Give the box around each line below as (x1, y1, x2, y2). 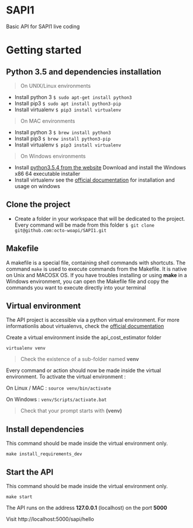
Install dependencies (6, 424, 84, 434)
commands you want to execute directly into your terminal (6, 284, 146, 291)
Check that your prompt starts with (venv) (20, 407, 122, 414)
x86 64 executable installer (14, 170, 81, 177)
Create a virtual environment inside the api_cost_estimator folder (6, 334, 162, 341)
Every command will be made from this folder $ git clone (14, 221, 155, 229)
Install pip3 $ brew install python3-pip (14, 135, 111, 142)
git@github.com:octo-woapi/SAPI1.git (14, 227, 107, 233)
